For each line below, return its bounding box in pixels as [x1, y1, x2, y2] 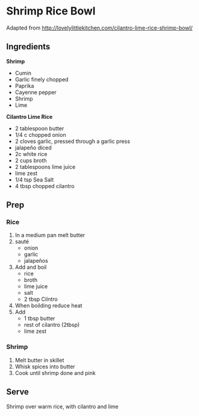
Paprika [14, 82, 34, 89]
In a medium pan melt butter [14, 232, 85, 239]
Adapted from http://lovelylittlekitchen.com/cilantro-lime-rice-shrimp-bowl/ [6, 24, 193, 31]
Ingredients [6, 42, 51, 52]
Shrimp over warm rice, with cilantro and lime [6, 403, 119, 410]
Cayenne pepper [14, 89, 57, 96]
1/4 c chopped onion [14, 131, 66, 138]
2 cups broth [14, 157, 47, 164]
